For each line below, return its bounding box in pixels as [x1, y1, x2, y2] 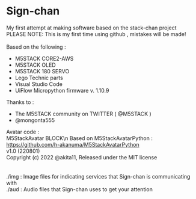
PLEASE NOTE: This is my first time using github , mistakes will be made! [6, 30, 186, 37]
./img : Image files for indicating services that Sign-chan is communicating [6, 173, 191, 180]
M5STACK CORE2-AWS [14, 55, 74, 62]
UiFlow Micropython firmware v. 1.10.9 [14, 87, 109, 94]
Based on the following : [6, 43, 66, 51]
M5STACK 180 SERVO [14, 67, 70, 75]
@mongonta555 [14, 116, 55, 124]
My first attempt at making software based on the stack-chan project [6, 24, 177, 31]
